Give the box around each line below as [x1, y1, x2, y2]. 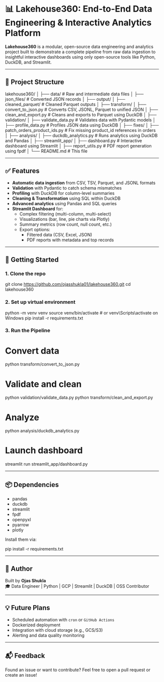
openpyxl [12, 517, 31, 523]
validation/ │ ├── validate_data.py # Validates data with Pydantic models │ [5, 117, 156, 123]
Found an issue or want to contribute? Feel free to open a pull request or [5, 667, 150, 673]
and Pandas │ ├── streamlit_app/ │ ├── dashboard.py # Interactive [5, 137, 143, 144]
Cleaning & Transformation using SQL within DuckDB [12, 195, 121, 201]
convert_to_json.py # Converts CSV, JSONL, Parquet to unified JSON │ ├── [5, 107, 158, 112]
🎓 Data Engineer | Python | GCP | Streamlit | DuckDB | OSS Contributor [5, 583, 150, 589]
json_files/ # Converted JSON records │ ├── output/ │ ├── [5, 96, 125, 102]
